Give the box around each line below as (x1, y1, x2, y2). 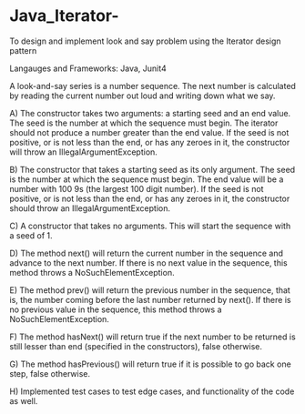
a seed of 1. (9, 229, 53, 241)
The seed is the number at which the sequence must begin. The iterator (9, 117, 279, 128)
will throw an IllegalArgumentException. (9, 146, 158, 157)
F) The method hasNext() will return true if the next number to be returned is (9, 331, 296, 342)
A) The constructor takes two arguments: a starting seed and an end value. (9, 107, 291, 118)
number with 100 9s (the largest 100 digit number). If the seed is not (9, 183, 264, 194)
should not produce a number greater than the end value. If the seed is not (9, 126, 290, 137)
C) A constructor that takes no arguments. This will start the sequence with (9, 220, 291, 231)
